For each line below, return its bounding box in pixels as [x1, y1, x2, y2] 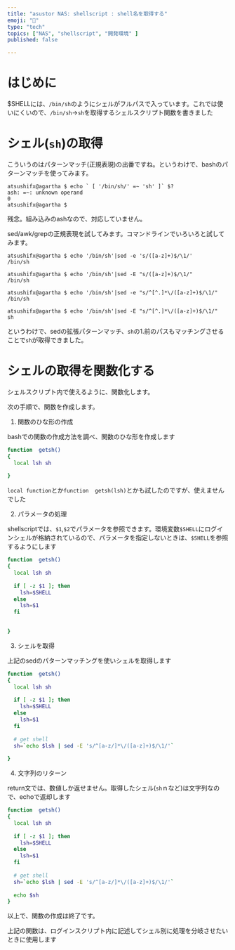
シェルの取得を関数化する [7, 363, 156, 379]
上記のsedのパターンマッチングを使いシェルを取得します [7, 656, 172, 665]
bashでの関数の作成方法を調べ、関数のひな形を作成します [7, 432, 175, 441]
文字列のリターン [17, 769, 67, 777]
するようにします [7, 542, 57, 551]
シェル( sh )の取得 [7, 136, 103, 152]
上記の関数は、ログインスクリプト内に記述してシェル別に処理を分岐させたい [7, 927, 229, 935]
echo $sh [13, 892, 39, 899]
